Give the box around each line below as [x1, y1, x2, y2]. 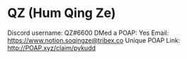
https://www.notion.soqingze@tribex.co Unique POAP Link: [7, 36, 181, 44]
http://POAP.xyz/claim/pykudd [7, 43, 96, 52]
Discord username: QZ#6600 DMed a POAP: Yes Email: [7, 28, 169, 37]
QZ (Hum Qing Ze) [7, 5, 116, 21]
